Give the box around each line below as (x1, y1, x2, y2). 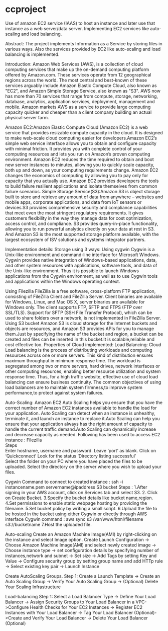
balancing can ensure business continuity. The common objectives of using (5, 379, 161, 385)
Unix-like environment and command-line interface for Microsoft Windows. (5, 252, 160, 258)
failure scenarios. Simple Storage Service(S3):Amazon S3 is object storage (5, 188, 160, 194)
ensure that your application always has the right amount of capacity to (5, 421, 153, 427)
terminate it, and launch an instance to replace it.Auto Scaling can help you (5, 415, 160, 421)
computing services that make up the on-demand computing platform (5, 66, 149, 72)
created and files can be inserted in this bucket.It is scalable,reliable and (5, 336, 154, 342)
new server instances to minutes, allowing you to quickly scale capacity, (5, 162, 154, 168)
